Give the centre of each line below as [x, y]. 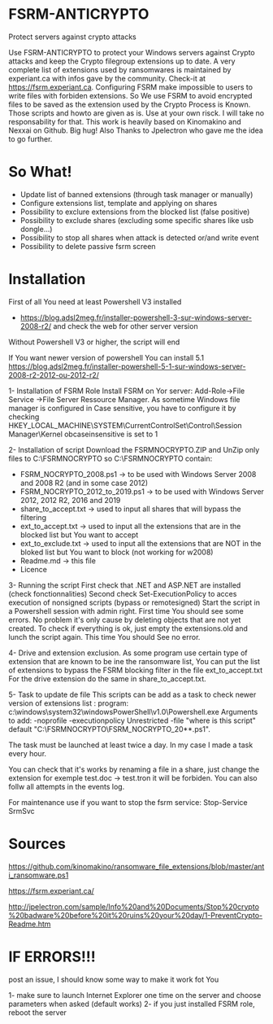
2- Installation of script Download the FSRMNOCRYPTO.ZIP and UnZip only [134, 449]
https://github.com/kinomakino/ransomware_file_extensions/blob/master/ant [136, 866]
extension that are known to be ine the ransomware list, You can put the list [134, 661]
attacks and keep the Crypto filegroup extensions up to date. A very [122, 61]
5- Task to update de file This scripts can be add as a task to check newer [132, 694]
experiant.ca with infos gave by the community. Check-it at [107, 78]
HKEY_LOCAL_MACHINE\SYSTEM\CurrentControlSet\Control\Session [125, 425]
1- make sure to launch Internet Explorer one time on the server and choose [135, 995]
